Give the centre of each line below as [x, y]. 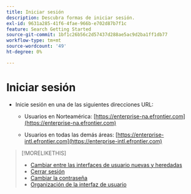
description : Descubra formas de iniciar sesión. [71, 18]
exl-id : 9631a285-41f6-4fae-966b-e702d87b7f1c [67, 23]
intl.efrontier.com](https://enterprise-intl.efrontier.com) [93, 141]
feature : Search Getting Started [49, 29]
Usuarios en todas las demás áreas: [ [71, 135]
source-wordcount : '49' [37, 47]
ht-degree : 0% [24, 52]
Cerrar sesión [48, 171]
